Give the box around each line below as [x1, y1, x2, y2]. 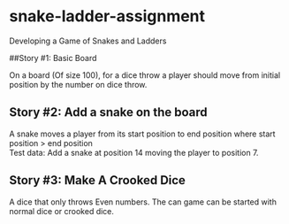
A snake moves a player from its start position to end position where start [9, 128, 276, 139]
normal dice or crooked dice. [9, 205, 115, 216]
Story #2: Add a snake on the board [9, 104, 208, 120]
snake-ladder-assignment [9, 6, 206, 27]
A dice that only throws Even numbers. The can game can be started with [9, 197, 277, 207]
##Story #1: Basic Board [9, 52, 97, 63]
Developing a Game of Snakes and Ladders [9, 35, 167, 46]
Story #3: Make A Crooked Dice [9, 173, 186, 188]
